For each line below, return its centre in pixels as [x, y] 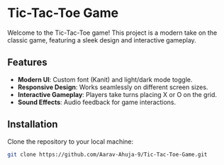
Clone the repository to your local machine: [71, 141]
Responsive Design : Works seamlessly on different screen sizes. [113, 87]
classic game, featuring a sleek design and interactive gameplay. [102, 40]
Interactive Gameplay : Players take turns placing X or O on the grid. [117, 94]
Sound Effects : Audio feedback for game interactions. [97, 102]
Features [27, 63]
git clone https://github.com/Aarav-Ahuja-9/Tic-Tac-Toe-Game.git [107, 154]
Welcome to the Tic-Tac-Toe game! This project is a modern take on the [112, 33]
